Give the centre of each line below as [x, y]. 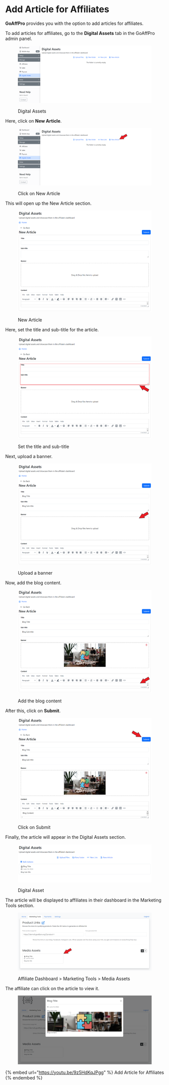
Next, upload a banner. [29, 456]
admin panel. [19, 39]
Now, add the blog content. [34, 583]
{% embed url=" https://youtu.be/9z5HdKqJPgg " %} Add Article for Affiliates [85, 1072]
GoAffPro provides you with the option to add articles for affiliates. [74, 23]
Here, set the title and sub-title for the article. [52, 330]
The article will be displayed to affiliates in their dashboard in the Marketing [83, 900]
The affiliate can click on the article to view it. [52, 989]
